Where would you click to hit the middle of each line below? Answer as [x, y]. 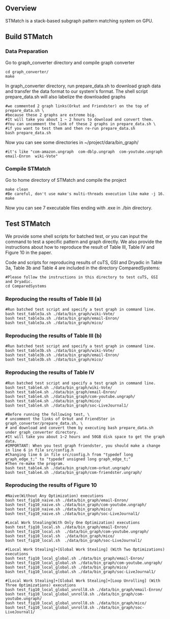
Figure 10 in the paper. [29, 252]
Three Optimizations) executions [41, 585]
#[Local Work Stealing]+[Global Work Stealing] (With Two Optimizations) [85, 549]
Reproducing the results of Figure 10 [51, 485]
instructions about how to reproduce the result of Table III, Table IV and [80, 247]
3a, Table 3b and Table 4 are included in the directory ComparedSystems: [83, 268]
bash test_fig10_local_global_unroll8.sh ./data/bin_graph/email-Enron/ [84, 589]
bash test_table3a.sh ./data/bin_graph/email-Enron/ [62, 318]
